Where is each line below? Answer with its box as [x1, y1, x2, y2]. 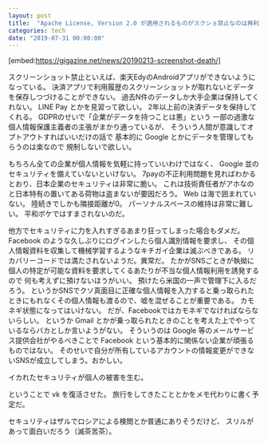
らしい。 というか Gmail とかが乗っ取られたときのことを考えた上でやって [14, 316, 257, 326]
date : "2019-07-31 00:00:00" [8, 34, 105, 42]
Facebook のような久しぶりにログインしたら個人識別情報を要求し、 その [8, 236, 247, 246]
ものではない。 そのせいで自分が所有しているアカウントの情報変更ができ [8, 346, 248, 355]
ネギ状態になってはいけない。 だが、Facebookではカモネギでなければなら [8, 306, 252, 315]
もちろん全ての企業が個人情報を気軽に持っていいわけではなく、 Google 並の [8, 159, 259, 168]
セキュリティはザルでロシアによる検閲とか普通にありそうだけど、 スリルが [8, 417, 254, 426]
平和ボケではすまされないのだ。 [23, 209, 129, 219]
